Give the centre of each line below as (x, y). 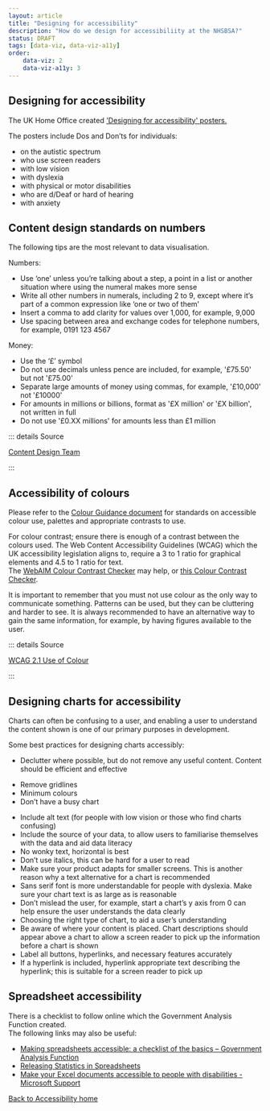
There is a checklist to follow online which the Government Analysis (120, 1016)
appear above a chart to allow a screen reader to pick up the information (140, 937)
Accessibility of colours (69, 493)
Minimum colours (49, 793)
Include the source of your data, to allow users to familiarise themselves (139, 834)
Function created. (37, 1024)
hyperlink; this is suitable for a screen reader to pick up (111, 971)
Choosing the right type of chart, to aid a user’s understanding (123, 920)
